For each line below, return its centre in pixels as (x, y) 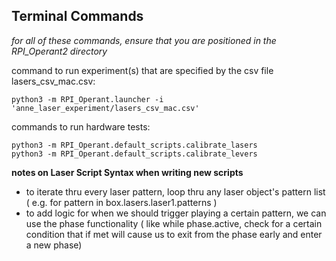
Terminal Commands (77, 16)
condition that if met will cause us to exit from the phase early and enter (174, 234)
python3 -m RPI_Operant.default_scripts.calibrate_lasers (134, 145)
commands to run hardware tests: (81, 126)
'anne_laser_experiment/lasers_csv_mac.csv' (105, 108)
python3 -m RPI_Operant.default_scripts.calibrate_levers (134, 154)
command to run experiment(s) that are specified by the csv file (142, 70)
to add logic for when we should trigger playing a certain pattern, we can (176, 213)
